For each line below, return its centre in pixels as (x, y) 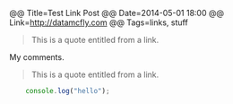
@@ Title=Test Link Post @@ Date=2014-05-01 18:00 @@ (116, 13)
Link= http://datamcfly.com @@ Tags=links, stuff (99, 22)
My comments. (37, 57)
